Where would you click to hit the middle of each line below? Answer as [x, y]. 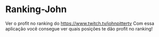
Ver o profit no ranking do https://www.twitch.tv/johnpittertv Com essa [80, 23]
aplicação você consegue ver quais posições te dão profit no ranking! [79, 28]
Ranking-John [36, 9]
